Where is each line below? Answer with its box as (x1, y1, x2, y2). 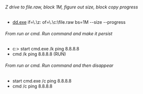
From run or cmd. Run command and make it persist (5, 30, 113, 37)
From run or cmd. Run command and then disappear (5, 62, 114, 68)
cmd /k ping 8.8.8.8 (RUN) (12, 51, 66, 57)
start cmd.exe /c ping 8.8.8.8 (12, 78, 72, 84)
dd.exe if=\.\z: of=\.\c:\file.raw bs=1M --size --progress (12, 19, 126, 25)
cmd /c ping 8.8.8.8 (12, 83, 53, 89)
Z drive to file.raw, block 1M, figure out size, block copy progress (5, 4, 139, 10)
